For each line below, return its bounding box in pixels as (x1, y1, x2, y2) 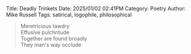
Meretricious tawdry (20, 23, 70, 29)
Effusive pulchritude (20, 29, 69, 36)
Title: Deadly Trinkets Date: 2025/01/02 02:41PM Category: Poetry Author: (6, 5, 186, 12)
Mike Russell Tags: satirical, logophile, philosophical (6, 11, 132, 18)
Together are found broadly (20, 35, 88, 42)
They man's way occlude (20, 41, 82, 48)
